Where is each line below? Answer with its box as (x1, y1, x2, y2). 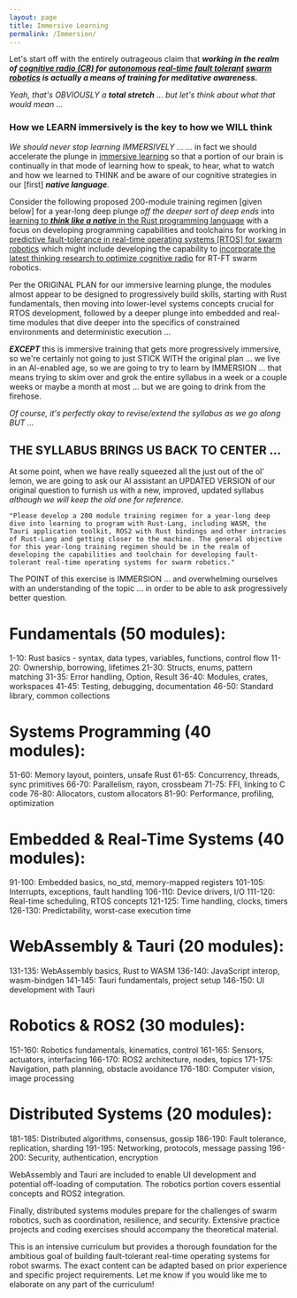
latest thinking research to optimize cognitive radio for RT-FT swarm (9, 253, 258, 263)
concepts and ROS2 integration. (9, 1188, 126, 1199)
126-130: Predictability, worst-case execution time (9, 905, 192, 916)
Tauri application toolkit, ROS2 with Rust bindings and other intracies (9, 527, 287, 536)
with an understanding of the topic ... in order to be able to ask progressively (9, 583, 288, 594)
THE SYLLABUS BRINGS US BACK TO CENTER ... (9, 443, 281, 458)
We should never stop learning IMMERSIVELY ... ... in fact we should (9, 141, 257, 152)
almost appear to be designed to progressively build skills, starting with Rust (9, 289, 287, 299)
